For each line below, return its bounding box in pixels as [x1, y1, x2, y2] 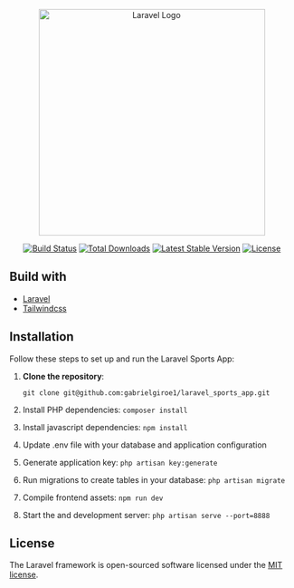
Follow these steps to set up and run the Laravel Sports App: [9, 353, 235, 364]
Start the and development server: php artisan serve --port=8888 [22, 509, 270, 520]
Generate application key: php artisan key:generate [22, 457, 218, 468]
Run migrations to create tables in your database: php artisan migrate [22, 474, 286, 485]
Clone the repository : [22, 371, 105, 381]
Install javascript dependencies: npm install [22, 421, 188, 432]
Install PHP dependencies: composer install [22, 404, 188, 415]
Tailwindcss [22, 303, 67, 313]
